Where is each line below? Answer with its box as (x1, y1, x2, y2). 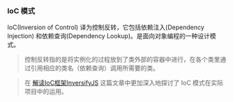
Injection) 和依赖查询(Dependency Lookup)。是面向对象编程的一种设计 (7, 32, 211, 40)
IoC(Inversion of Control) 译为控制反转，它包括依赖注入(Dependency (7, 23, 204, 32)
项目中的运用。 (24, 87, 68, 96)
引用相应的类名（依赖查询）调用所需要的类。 (30, 64, 159, 72)
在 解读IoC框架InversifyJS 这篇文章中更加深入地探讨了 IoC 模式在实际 (24, 78, 224, 87)
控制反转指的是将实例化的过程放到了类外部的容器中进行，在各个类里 (24, 56, 220, 64)
